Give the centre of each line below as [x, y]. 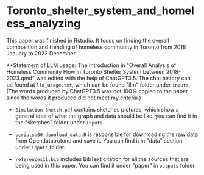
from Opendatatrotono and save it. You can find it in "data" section [99, 140]
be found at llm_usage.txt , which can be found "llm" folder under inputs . [98, 84]
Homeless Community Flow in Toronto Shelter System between [86, 71]
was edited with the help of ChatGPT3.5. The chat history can [113, 78]
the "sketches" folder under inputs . [60, 122]
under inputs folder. [40, 147]
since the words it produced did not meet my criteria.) [74, 98]
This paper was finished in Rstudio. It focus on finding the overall [88, 40]
